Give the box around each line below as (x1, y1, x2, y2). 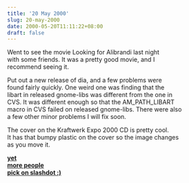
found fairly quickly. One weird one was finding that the (7, 83, 165, 91)
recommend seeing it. (7, 63, 69, 71)
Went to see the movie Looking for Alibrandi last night (7, 48, 160, 56)
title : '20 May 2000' (7, 10, 70, 17)
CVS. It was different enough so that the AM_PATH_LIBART (7, 98, 175, 107)
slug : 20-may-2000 (7, 17, 60, 23)
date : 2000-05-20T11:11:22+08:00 (7, 23, 103, 30)
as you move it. (7, 140, 50, 149)
